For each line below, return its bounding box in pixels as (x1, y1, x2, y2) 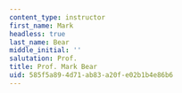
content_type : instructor (9, 12, 105, 22)
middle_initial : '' (9, 46, 82, 55)
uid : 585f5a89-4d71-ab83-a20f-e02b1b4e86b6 (9, 71, 174, 80)
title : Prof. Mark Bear (9, 63, 98, 72)
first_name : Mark (9, 21, 74, 30)
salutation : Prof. (9, 54, 78, 63)
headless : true (9, 29, 66, 38)
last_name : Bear (9, 37, 70, 47)
